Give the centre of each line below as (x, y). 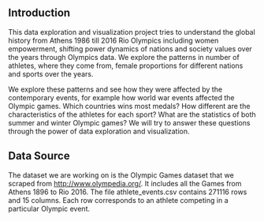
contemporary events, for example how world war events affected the (121, 97)
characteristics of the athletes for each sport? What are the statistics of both (132, 114)
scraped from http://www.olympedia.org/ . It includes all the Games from (125, 183)
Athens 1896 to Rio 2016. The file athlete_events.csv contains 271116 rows (128, 192)
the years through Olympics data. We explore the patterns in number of (124, 57)
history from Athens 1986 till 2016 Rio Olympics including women (113, 40)
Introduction (39, 13)
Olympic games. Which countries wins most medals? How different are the (129, 106)
